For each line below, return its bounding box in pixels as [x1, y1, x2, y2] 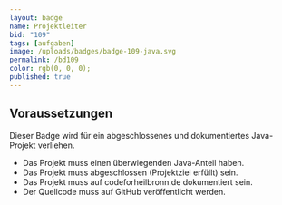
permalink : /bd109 [9, 55, 79, 64]
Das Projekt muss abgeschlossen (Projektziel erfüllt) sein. [22, 167, 238, 178]
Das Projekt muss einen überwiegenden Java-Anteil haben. [22, 157, 245, 168]
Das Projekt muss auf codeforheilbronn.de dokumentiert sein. [22, 176, 254, 187]
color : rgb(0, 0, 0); [9, 64, 92, 73]
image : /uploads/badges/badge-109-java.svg [9, 47, 177, 56]
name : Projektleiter [9, 22, 88, 31]
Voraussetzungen [9, 106, 113, 122]
